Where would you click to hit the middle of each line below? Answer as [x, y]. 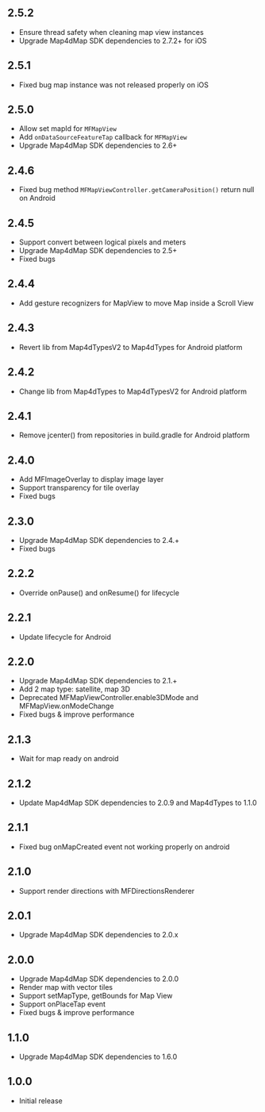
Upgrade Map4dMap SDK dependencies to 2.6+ [98, 145]
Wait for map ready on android [69, 759]
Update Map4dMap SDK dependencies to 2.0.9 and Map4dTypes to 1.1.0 [138, 802]
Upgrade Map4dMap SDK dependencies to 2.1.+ [98, 681]
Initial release [40, 1100]
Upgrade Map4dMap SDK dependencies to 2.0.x [99, 935]
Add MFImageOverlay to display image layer [91, 479]
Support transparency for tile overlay [79, 488]
